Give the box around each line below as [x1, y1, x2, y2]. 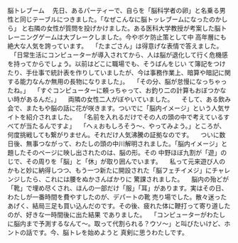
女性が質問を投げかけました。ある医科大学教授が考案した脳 [45, 24, 221, 32]
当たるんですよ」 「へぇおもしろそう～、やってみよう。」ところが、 [26, 121, 226, 130]
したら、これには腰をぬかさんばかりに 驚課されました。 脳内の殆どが [19, 175, 229, 183]
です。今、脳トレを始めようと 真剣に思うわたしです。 [31, 228, 188, 237]
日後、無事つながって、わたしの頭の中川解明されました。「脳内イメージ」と [7, 139, 228, 148]
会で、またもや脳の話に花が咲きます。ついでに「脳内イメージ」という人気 [7, 104, 225, 112]
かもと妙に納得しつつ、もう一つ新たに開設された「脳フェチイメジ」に [7, 166, 212, 174]
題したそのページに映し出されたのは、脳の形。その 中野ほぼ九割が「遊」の [7, 148, 227, 156]
